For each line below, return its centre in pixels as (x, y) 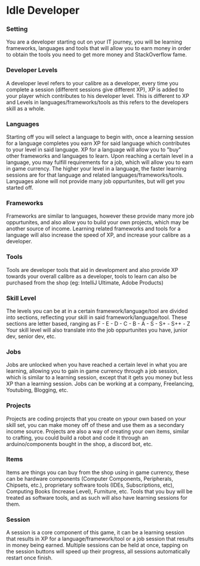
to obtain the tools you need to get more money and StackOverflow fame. (96, 55)
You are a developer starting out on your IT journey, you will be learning (94, 42)
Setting (17, 29)
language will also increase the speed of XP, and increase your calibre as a (99, 235)
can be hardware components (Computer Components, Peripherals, (90, 478)
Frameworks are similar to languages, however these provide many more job (100, 216)
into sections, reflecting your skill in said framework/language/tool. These (97, 317)
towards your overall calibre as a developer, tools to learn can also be (92, 276)
